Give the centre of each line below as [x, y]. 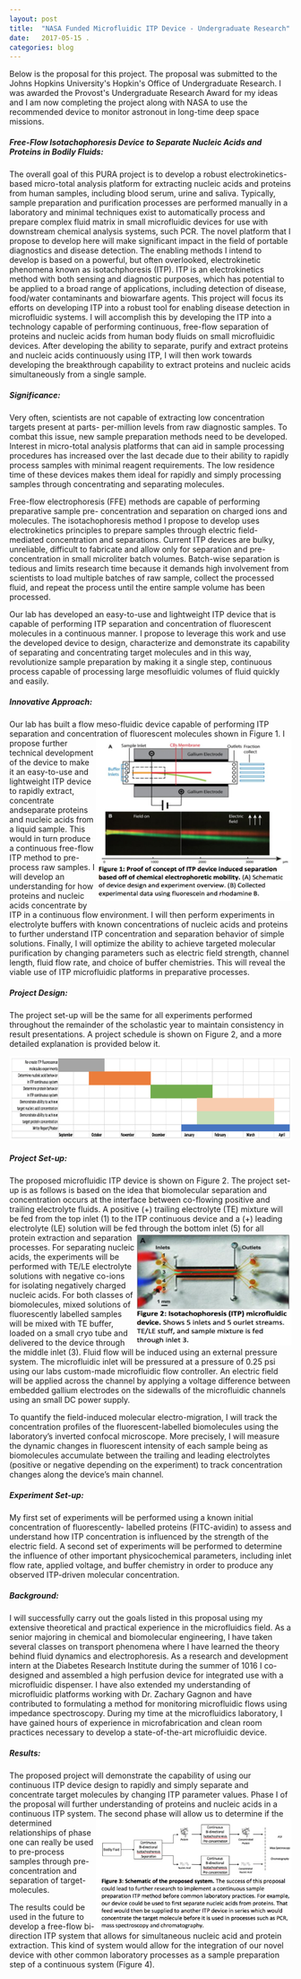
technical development [52, 753]
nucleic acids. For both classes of [71, 1295]
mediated [27, 540]
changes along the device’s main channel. [86, 1475]
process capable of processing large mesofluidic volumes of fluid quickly [145, 672]
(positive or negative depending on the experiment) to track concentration [146, 1465]
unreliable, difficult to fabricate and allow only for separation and [129, 549]
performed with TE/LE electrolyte [71, 1267]
